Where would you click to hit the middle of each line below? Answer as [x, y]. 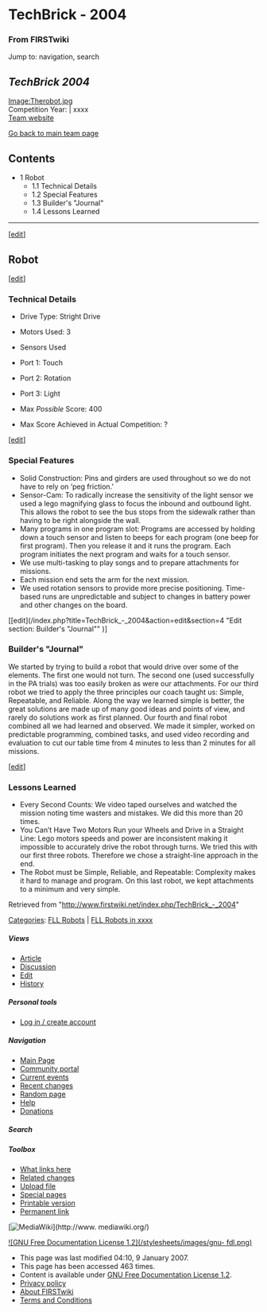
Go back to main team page [54, 134]
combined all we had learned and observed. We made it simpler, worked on [132, 725]
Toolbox [22, 1149]
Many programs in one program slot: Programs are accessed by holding [137, 529]
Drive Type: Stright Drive [60, 317]
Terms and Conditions [56, 1300]
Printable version [47, 1203]
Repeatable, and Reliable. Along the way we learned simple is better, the [126, 700]
